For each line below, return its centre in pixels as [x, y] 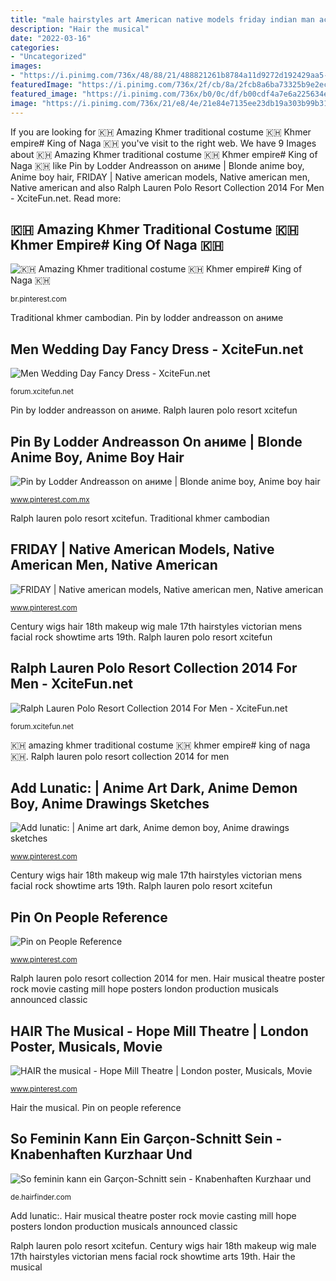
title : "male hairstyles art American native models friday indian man [162, 19]
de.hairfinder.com [41, 1197]
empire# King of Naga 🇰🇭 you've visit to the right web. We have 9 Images [163, 143]
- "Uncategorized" [48, 57]
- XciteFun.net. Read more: [66, 198]
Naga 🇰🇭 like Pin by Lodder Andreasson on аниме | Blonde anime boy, [157, 165]
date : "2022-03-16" [51, 38]
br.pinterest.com [38, 299]
